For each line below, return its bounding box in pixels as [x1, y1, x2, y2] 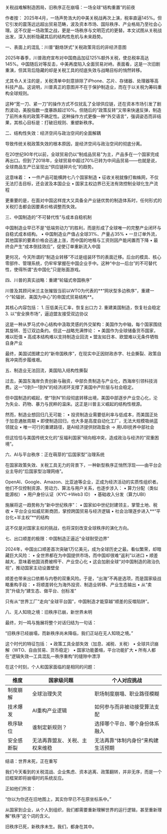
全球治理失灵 [32, 691, 62, 697]
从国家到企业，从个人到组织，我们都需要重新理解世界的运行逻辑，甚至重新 [5, 807, 158, 813]
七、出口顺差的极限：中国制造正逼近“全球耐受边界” [5, 536, 109, 542]
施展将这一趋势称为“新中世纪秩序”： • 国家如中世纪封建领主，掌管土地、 [5, 502, 154, 508]
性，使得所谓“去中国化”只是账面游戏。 [5, 267, 83, 273]
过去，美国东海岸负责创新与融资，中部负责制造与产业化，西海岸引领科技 [5, 378, 153, 384]
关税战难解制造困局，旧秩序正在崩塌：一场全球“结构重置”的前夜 [5, 4, 136, 10]
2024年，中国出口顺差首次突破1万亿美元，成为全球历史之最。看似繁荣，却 [5, 546, 158, 552]
